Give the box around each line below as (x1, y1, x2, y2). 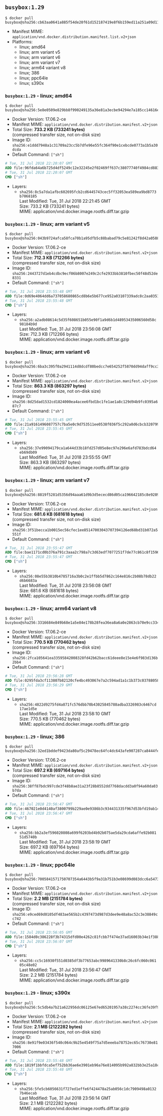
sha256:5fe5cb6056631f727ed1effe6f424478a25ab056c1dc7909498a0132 (19, 1087, 157, 1092)
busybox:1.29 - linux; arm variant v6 (5, 348, 90, 355)
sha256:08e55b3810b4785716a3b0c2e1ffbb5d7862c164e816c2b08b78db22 (19, 574, 157, 579)
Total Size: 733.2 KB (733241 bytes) (12, 127, 85, 133)
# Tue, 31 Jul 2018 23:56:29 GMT (5, 683, 73, 688)
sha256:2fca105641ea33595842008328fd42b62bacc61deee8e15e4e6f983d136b (12, 655, 158, 661)
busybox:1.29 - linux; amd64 (5, 92, 72, 99)
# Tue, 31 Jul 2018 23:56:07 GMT (5, 939, 73, 944)
